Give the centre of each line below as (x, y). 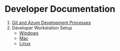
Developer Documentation (60, 9)
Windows (29, 33)
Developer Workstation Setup (42, 27)
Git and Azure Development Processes (51, 23)
